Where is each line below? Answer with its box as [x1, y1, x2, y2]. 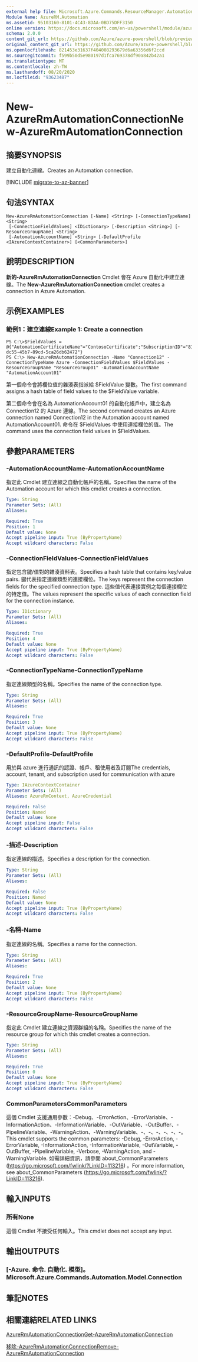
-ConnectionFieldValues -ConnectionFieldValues [6, 554, 148, 563]
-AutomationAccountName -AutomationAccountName [6, 464, 165, 473]
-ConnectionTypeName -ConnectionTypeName [6, 666, 143, 674]
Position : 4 [6, 636, 35, 642]
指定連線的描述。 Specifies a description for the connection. [6, 855, 151, 863]
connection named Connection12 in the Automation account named [6, 414, 170, 421]
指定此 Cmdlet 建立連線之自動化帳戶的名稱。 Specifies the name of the [6, 479, 177, 486]
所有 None [6, 1213, 34, 1221]
